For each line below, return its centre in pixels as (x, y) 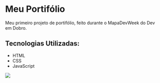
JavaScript (23, 66)
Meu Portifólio (35, 9)
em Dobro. (16, 28)
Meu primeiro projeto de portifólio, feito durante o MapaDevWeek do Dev (80, 23)
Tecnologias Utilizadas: (42, 44)
